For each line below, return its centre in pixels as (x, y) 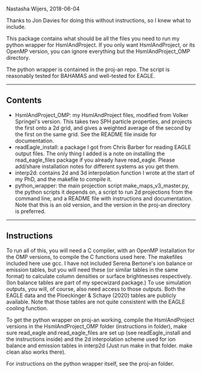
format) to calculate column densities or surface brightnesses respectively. (99, 276)
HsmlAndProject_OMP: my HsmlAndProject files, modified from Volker (102, 115)
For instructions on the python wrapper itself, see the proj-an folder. (90, 363)
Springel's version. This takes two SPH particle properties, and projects (103, 121)
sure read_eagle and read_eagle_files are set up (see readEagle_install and (99, 333)
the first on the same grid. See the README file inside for (86, 134)
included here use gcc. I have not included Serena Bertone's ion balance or (99, 263)
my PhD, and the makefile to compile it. (63, 179)
